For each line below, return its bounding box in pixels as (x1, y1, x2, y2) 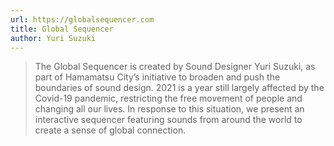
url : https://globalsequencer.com (10, 14, 155, 25)
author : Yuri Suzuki (10, 33, 97, 43)
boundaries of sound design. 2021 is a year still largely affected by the (34, 82, 325, 94)
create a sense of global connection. (34, 124, 187, 136)
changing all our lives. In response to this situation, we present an (34, 103, 305, 115)
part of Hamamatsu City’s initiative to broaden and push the (34, 71, 281, 83)
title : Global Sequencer (10, 24, 114, 34)
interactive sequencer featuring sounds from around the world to (34, 114, 303, 126)
